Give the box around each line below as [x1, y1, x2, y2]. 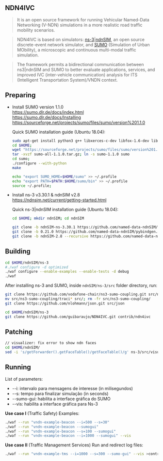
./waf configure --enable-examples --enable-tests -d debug [5, 269, 130, 274]
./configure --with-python [12, 161, 67, 166]
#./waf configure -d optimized [5, 265, 68, 269]
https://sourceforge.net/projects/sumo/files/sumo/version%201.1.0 [12, 119, 146, 125]
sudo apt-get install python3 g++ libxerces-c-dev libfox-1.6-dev [12, 138, 149, 143]
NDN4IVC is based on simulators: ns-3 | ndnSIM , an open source [16, 36, 145, 42]
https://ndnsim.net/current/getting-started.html [12, 197, 107, 203]
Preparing [5, 91, 36, 99]
